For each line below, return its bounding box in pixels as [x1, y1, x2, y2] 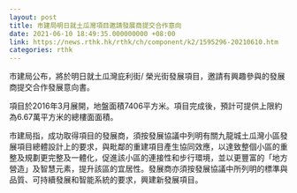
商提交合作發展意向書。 [9, 82, 95, 93]
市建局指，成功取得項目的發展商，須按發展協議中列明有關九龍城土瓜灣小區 [9, 130, 280, 141]
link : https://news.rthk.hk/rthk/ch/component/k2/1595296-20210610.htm [9, 37, 278, 47]
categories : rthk [9, 46, 73, 55]
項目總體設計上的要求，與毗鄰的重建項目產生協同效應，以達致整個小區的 [16, 142, 280, 152]
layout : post [9, 12, 57, 22]
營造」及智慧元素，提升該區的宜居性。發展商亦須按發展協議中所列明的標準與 [9, 164, 288, 174]
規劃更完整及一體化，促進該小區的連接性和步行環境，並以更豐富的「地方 [24, 152, 288, 163]
